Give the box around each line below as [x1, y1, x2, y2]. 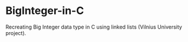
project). [5, 29, 27, 36]
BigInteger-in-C [5, 4, 84, 17]
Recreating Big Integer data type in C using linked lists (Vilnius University [5, 23, 182, 30]
